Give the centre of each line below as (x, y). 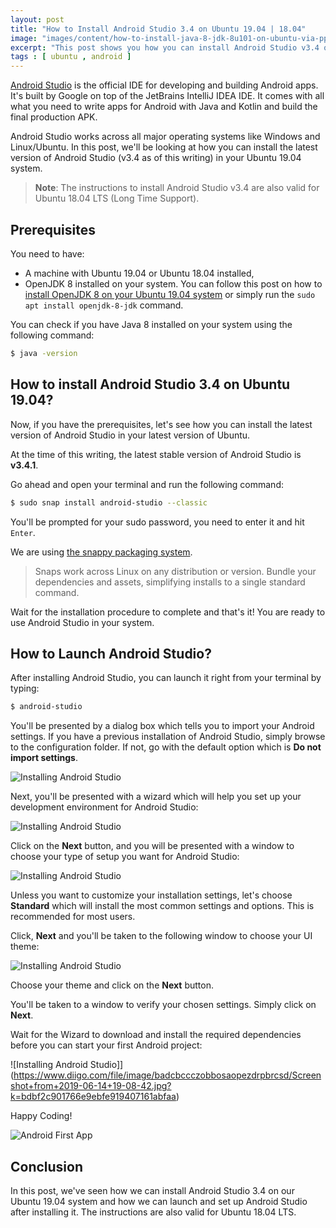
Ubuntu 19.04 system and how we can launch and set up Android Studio (159, 1201)
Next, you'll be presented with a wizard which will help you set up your (156, 797)
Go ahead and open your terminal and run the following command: (147, 484)
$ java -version (44, 353)
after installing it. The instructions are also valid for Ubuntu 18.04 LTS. (153, 1212)
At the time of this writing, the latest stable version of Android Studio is (156, 454)
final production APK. (54, 117)
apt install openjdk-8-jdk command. (104, 305)
